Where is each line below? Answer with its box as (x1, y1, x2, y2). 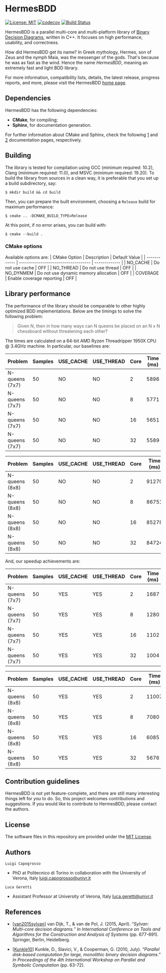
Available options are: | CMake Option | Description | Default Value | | (5, 254, 146, 260)
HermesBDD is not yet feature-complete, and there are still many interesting (5, 790, 160, 796)
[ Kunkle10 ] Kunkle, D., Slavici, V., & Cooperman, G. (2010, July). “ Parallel (12, 946, 160, 952)
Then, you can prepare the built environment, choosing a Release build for (5, 199, 156, 205)
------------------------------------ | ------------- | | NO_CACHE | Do (19, 259, 160, 265)
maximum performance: (5, 204, 54, 209)
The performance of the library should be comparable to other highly (5, 303, 146, 308)
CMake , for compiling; (12, 117, 58, 123)
